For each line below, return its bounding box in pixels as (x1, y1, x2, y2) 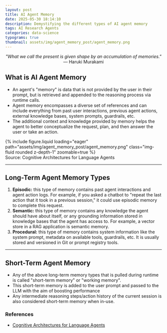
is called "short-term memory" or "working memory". (12, 277, 121, 283)
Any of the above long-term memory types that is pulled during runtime (12, 272, 159, 278)
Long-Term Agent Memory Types (5, 173, 110, 182)
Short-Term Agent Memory (5, 259, 91, 267)
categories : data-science (5, 30, 59, 35)
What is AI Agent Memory (5, 73, 87, 82)
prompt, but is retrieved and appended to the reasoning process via (12, 92, 151, 98)
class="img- (129, 144, 155, 150)
